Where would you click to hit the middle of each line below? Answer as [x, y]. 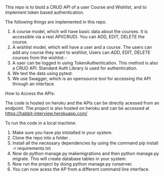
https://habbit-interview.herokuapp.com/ [46, 113]
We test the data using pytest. [43, 73]
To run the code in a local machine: [41, 123]
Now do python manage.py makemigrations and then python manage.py [85, 153]
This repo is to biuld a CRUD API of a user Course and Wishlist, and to [76, 7]
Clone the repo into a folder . [41, 138]
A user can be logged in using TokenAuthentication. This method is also [85, 63]
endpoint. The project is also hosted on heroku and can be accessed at [77, 108]
